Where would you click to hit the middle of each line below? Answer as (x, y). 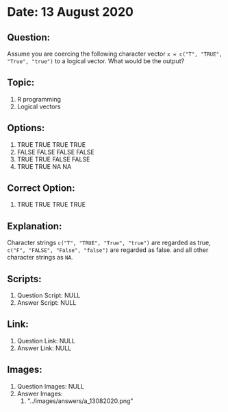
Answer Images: (40, 393)
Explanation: (35, 226)
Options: (26, 128)
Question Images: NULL (50, 386)
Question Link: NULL (46, 341)
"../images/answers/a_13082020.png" (80, 401)
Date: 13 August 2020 (70, 12)
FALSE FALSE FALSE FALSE (55, 152)
